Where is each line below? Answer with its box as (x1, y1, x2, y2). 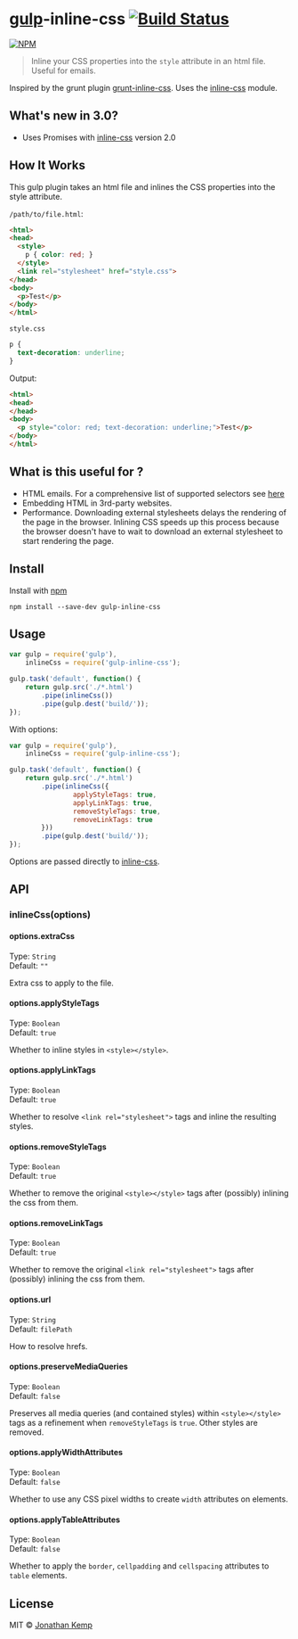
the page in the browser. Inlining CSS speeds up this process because (21, 516, 280, 527)
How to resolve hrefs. (9, 1340, 88, 1351)
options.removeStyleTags (9, 1141, 107, 1152)
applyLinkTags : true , (72, 798, 153, 807)
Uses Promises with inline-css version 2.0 (21, 132, 176, 143)
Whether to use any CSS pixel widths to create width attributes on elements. (9, 1494, 289, 1504)
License (9, 1596, 54, 1611)
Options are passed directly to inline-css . (9, 856, 160, 867)
